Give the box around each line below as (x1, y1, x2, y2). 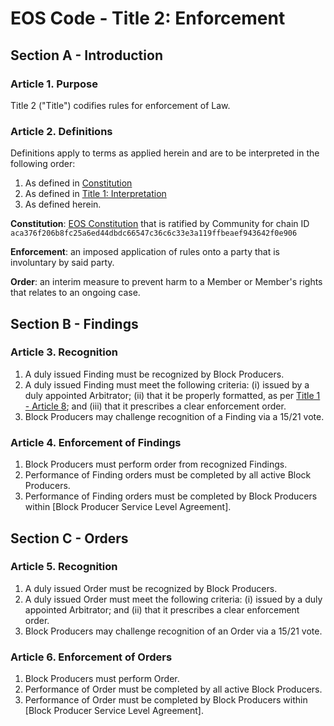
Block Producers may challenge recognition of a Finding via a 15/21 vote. (24, 410, 325, 422)
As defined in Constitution (24, 177, 133, 189)
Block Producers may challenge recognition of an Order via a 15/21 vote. (24, 625, 323, 637)
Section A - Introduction (10, 47, 163, 64)
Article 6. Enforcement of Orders (10, 650, 173, 664)
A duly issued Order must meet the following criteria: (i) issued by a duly (24, 593, 323, 605)
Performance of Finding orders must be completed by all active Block (24, 469, 312, 481)
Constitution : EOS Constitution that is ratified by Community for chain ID (10, 218, 310, 230)
